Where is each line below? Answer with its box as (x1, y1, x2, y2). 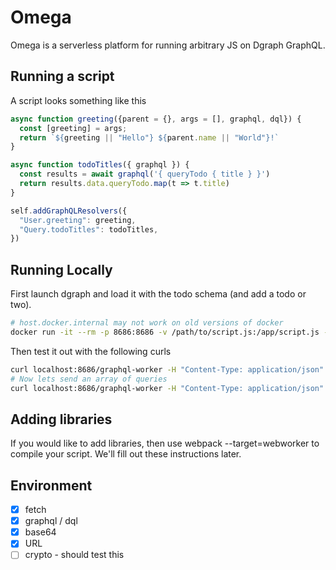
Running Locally (10, 261, 113, 278)
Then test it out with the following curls (10, 345, 172, 357)
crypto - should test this (24, 549, 125, 561)
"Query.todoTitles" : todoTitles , (19, 224, 159, 235)
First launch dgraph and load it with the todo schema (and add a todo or (10, 288, 307, 300)
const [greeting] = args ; (19, 123, 128, 133)
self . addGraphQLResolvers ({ (10, 206, 128, 216)
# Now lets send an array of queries (10, 374, 168, 384)
